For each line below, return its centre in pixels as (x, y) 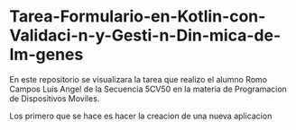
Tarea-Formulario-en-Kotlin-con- (138, 17)
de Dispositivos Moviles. (55, 98)
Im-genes (46, 55)
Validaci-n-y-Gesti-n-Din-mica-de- (145, 35)
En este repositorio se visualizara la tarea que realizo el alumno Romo (139, 79)
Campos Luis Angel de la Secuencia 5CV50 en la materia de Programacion (148, 89)
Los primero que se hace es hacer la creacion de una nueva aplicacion (141, 116)
